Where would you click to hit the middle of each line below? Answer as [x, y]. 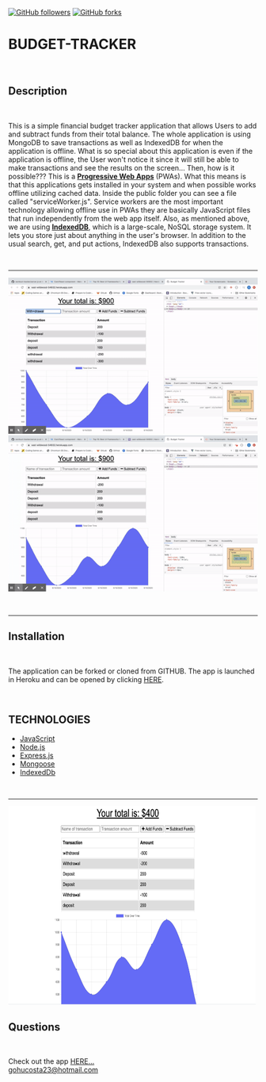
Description [38, 91]
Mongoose [37, 764]
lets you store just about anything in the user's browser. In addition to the [127, 235]
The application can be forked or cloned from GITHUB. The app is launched [131, 671]
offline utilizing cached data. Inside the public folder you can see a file [123, 193]
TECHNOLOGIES [49, 719]
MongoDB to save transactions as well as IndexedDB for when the [116, 142]
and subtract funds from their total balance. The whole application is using [130, 134]
